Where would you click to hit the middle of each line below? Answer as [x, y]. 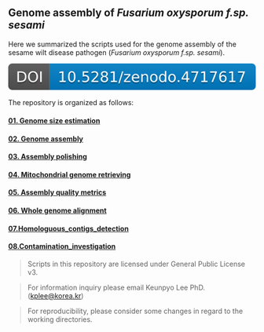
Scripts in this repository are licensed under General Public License [136, 264]
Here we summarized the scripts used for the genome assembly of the [123, 44]
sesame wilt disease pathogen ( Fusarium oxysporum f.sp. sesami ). [117, 52]
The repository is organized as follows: [71, 103]
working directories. [60, 319]
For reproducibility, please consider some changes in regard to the [135, 311]
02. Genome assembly [46, 139]
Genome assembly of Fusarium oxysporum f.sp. [128, 13]
